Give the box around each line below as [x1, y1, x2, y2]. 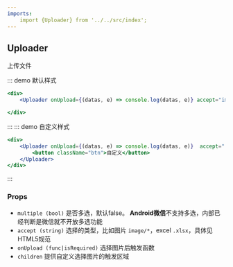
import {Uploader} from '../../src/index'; [19, 17, 148, 24]
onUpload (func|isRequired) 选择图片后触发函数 [17, 243, 155, 252]
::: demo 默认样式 [7, 76, 57, 85]
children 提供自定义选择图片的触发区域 [17, 252, 130, 260]
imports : [7, 10, 33, 17]
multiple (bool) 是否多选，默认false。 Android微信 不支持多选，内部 [17, 209, 215, 217]
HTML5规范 [17, 234, 51, 243]
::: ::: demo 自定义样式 [7, 122, 70, 130]
